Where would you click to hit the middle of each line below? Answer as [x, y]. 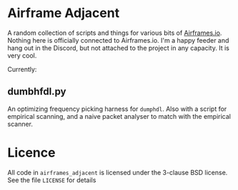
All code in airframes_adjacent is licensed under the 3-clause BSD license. [118, 172]
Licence [31, 153]
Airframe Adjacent [64, 13]
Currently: [22, 69]
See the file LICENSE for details [52, 180]
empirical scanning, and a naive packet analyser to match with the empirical [119, 116]
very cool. [22, 56]
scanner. [20, 124]
